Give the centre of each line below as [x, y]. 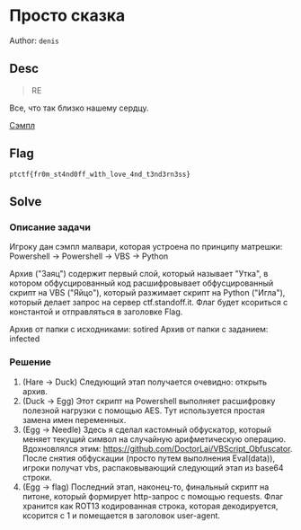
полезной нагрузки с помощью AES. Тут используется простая [143, 411]
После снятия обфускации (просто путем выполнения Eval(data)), [149, 458]
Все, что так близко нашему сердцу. [79, 108]
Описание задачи [50, 227]
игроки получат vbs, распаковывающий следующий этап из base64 [153, 467]
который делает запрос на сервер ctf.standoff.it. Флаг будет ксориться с [149, 303]
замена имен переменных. [74, 420]
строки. [37, 477]
